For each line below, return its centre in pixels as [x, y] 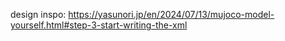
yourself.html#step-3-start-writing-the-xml [99, 25]
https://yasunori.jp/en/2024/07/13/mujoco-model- [171, 14]
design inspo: [38, 14]
